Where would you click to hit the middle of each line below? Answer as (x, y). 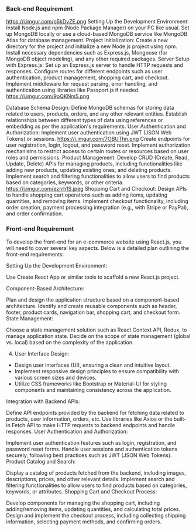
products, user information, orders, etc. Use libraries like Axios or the (89, 419)
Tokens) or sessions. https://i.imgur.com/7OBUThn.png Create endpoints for (98, 139)
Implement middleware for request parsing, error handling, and (82, 84)
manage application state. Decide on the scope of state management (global (98, 336)
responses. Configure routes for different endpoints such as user (84, 72)
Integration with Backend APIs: (43, 401)
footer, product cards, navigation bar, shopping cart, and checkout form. (93, 312)
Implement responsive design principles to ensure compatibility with (97, 371)
